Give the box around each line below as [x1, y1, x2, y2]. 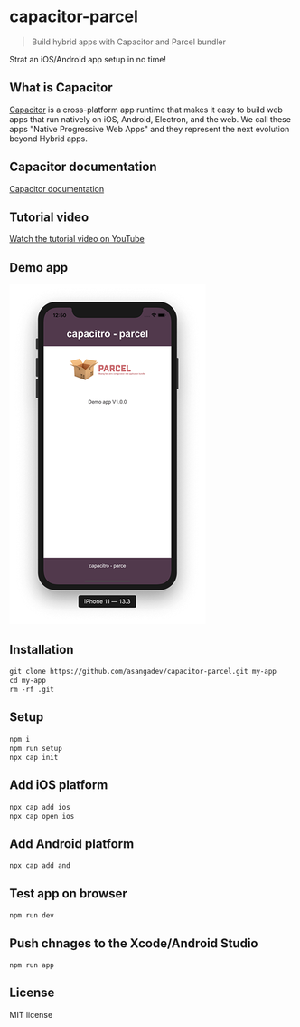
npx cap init [9, 753, 59, 762]
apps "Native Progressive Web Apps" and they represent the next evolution [9, 123, 290, 134]
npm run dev [9, 911, 54, 920]
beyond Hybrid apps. [9, 133, 88, 144]
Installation [9, 641, 74, 657]
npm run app [9, 961, 54, 970]
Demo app [9, 260, 69, 275]
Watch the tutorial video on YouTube [9, 234, 145, 245]
